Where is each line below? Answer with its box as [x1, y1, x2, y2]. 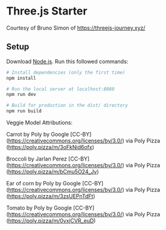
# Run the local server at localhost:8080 [6, 86, 115, 92]
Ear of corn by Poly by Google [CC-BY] [6, 180, 104, 187]
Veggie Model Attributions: [6, 119, 73, 126]
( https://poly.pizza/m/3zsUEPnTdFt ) [6, 193, 95, 200]
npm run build [6, 108, 42, 114]
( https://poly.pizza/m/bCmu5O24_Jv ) [6, 168, 100, 175]
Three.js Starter [6, 4, 88, 18]
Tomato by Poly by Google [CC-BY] [6, 204, 95, 211]
